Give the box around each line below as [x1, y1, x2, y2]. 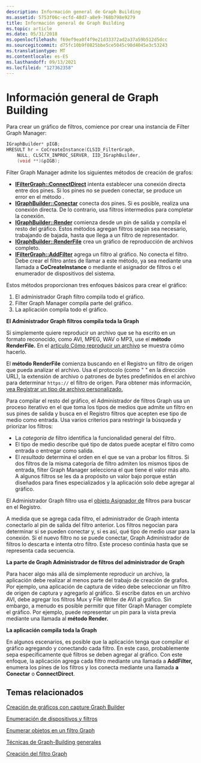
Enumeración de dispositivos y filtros [6, 715, 98, 722]
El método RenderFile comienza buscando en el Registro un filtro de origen [6, 360, 193, 367]
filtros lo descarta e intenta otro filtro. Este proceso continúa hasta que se [6, 540, 188, 547]
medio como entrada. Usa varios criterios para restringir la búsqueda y [6, 416, 181, 424]
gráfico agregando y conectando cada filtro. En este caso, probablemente [6, 644, 190, 652]
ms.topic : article [6, 25, 52, 32]
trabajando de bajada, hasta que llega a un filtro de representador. [14, 231, 179, 239]
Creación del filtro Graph [6, 750, 68, 757]
